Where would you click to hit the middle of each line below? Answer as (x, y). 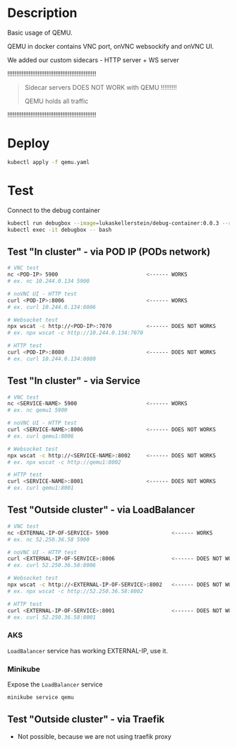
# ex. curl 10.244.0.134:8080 (52, 358)
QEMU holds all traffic (56, 101)
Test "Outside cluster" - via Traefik (86, 719)
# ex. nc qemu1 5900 (38, 410)
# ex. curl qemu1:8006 (41, 436)
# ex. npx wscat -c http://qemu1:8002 (64, 462)
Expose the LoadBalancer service (55, 684)
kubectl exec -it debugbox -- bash (60, 230)
